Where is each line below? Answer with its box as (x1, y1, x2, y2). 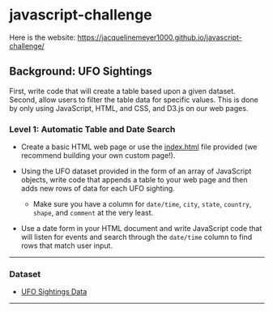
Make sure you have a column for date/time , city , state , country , (32, 199, 252, 209)
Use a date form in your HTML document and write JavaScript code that (20, 224, 262, 233)
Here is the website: (9, 32, 76, 42)
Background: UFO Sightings (9, 65, 152, 79)
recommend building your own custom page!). (20, 151, 176, 160)
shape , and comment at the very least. (32, 208, 154, 218)
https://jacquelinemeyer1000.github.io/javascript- (77, 32, 242, 42)
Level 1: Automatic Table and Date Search (9, 123, 176, 135)
